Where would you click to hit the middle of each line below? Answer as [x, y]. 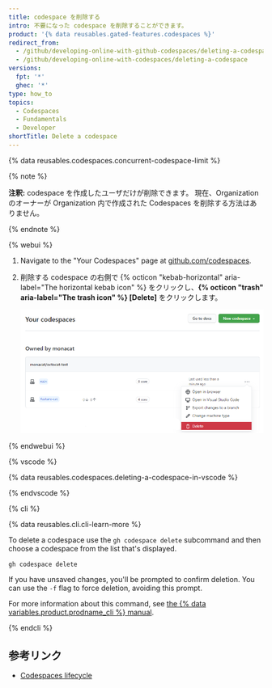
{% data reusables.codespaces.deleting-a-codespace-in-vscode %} [123, 478]
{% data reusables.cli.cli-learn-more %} [75, 525]
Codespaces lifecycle [56, 675]
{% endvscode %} [39, 493]
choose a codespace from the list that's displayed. [93, 549]
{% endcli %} [31, 628]
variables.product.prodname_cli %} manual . [81, 612]
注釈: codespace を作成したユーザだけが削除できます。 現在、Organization [134, 192]
